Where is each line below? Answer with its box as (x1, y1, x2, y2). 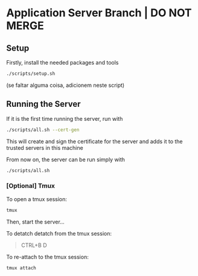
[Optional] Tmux (6, 182, 56, 190)
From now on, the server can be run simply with (6, 156, 126, 163)
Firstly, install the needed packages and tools (6, 59, 119, 66)
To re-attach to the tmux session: (6, 253, 89, 260)
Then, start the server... (6, 218, 65, 225)
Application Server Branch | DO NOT (6, 6, 192, 20)
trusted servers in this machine (6, 144, 83, 151)
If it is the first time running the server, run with (6, 115, 123, 122)
